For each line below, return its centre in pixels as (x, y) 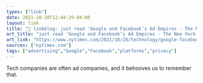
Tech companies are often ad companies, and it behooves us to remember (99, 68)
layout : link (23, 23)
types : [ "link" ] (27, 12)
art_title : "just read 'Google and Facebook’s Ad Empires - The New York (101, 34)
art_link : (19, 40)
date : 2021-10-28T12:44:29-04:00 (48, 17)
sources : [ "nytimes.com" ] (39, 46)
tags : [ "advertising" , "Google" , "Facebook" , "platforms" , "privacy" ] (92, 51)
